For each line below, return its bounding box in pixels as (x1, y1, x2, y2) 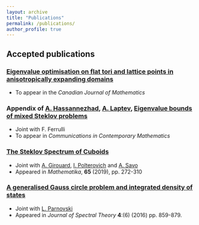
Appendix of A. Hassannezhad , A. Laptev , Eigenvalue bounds (6, 104, 193, 112)
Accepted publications (6, 48, 95, 59)
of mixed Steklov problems (6, 112, 88, 120)
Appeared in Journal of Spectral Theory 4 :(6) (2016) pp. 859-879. (15, 211, 182, 218)
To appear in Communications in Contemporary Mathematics (15, 132, 170, 140)
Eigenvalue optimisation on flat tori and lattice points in (6, 67, 174, 75)
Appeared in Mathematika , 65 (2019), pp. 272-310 (15, 168, 143, 175)
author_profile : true (6, 26, 62, 32)
